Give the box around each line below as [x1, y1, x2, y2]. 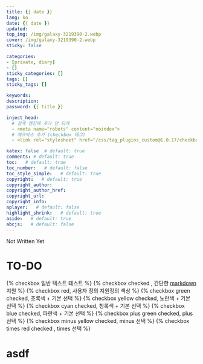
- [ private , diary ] [6, 59, 56, 65]
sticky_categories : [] [6, 70, 63, 76]
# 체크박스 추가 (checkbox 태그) [11, 131, 86, 138]
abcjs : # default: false [6, 221, 74, 227]
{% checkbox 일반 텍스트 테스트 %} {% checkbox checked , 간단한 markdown [6, 279, 196, 287]
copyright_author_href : [6, 187, 66, 193]
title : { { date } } [6, 8, 53, 15]
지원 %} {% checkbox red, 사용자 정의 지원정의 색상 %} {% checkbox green [6, 287, 190, 294]
